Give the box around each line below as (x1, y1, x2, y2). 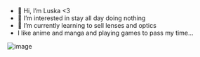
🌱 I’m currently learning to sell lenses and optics (17, 22, 156, 29)
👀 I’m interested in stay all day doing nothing (17, 14, 146, 22)
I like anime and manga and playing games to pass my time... (17, 28, 194, 37)
